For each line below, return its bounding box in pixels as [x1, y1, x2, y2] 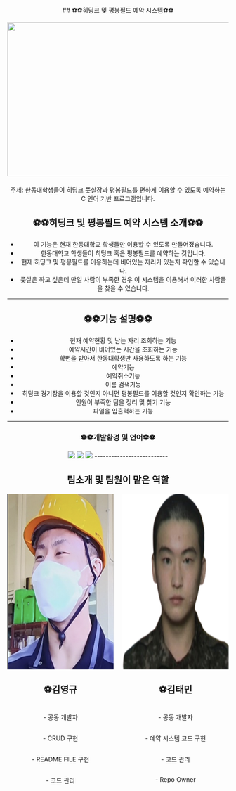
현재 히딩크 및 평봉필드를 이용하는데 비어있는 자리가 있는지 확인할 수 [20, 257, 207, 266]
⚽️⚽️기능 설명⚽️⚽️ [84, 313, 152, 326]
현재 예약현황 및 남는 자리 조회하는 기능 [70, 336, 177, 345]
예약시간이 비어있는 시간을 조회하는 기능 [69, 345, 178, 354]
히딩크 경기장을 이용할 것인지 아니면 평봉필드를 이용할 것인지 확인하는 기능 [22, 389, 225, 397]
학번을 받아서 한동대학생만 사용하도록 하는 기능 [59, 354, 188, 362]
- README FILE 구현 [31, 755, 90, 764]
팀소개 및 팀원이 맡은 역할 [66, 474, 170, 486]
